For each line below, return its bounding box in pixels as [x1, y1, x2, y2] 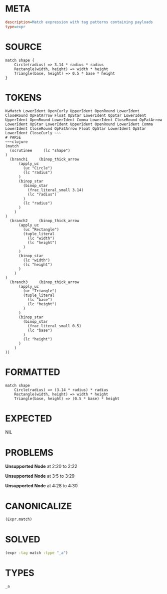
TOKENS [5, 92, 42, 103]
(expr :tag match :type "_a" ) [5, 550, 68, 555]
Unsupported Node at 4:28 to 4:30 [5, 483, 78, 489]
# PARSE [5, 135, 21, 140]
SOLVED [5, 534, 40, 545]
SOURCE [5, 41, 42, 53]
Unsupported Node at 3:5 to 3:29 [5, 473, 75, 479]
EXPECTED [5, 413, 52, 424]
